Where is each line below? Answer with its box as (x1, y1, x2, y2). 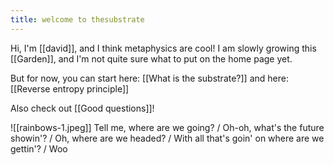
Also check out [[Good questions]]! (10, 102, 155, 114)
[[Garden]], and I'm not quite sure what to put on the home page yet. (10, 52, 293, 65)
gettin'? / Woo (10, 142, 68, 155)
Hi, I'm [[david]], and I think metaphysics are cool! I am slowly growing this (10, 42, 317, 54)
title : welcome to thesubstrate (10, 14, 145, 25)
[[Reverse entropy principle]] (10, 82, 130, 95)
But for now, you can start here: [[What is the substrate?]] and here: (10, 72, 289, 84)
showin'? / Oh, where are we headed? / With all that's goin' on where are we (10, 132, 325, 144)
